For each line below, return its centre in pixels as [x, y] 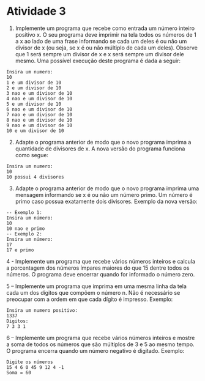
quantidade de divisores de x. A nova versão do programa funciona [100, 149]
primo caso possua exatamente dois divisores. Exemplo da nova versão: [106, 201]
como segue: [32, 155]
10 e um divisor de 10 [35, 131]
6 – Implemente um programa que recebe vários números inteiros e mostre [101, 338]
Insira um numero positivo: [42, 310]
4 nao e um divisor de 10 [39, 98]
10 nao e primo [26, 228]
